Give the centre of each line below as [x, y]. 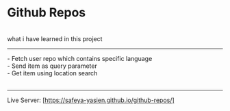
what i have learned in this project [55, 38]
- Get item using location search [52, 73]
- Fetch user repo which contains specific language [80, 58]
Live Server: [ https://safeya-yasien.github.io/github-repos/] [91, 100]
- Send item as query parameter [52, 66]
